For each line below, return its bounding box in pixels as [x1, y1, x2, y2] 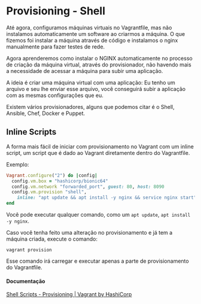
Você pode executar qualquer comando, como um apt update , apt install [6, 211, 191, 218]
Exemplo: [6, 160, 29, 168]
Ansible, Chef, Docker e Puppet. [6, 110, 86, 117]
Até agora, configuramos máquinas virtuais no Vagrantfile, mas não [6, 24, 172, 31]
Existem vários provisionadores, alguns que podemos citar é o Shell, [6, 103, 175, 110]
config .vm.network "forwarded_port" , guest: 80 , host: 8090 [11, 184, 165, 190]
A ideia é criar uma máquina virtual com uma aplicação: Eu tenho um [6, 79, 175, 86]
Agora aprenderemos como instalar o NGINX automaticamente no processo [6, 54, 193, 62]
